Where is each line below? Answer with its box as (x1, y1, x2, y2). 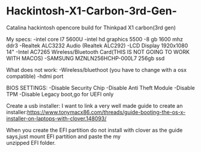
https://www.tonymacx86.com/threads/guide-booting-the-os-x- (26, 108, 186, 115)
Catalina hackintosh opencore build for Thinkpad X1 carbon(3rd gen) (6, 24, 176, 31)
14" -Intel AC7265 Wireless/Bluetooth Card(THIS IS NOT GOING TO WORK (6, 48, 190, 55)
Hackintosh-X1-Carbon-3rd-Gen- (6, 4, 177, 18)
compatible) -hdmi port (6, 72, 64, 80)
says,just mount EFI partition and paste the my (6, 133, 121, 140)
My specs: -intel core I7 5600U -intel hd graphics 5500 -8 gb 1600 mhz (6, 35, 183, 42)
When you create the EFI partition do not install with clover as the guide (6, 126, 183, 133)
